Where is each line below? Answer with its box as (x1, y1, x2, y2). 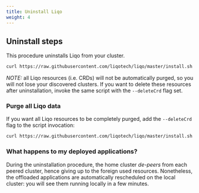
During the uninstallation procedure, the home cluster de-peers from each (6, 161, 187, 168)
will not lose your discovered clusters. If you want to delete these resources (6, 81, 191, 88)
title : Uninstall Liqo (6, 8, 62, 15)
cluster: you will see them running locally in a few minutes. (6, 180, 149, 187)
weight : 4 (6, 14, 31, 20)
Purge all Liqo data (6, 102, 61, 110)
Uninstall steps (6, 36, 64, 46)
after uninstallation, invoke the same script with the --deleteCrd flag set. (6, 87, 183, 94)
